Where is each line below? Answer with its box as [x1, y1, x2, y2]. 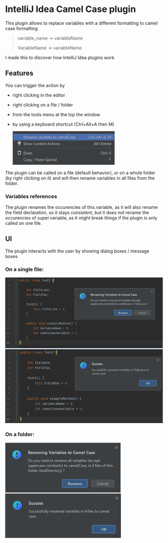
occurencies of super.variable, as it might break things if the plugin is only [5, 215, 157, 221]
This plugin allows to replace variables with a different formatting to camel [5, 20, 158, 26]
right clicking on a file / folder [12, 102, 73, 108]
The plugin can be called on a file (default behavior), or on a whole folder [5, 169, 156, 176]
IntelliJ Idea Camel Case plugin [5, 4, 136, 15]
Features [5, 69, 33, 78]
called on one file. [5, 220, 42, 226]
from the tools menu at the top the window [12, 111, 100, 117]
